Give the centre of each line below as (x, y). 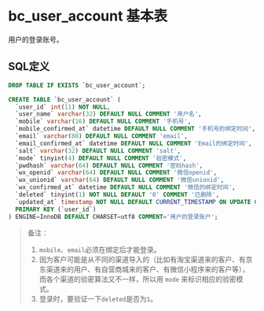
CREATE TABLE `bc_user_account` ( (65, 99)
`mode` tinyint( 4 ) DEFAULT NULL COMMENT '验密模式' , (101, 158)
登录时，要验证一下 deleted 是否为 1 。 (98, 298)
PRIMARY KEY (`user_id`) (56, 209)
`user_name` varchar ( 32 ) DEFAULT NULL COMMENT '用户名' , (108, 114)
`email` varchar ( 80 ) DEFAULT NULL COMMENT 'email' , (102, 136)
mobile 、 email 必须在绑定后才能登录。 (100, 250)
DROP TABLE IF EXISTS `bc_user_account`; (77, 85)
